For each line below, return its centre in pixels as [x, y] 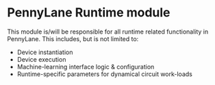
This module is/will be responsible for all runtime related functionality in [108, 32]
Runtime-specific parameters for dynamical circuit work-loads [105, 74]
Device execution [41, 59]
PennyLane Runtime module [89, 13]
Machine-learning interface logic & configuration [86, 66]
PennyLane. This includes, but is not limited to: [73, 38]
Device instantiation [45, 52]
